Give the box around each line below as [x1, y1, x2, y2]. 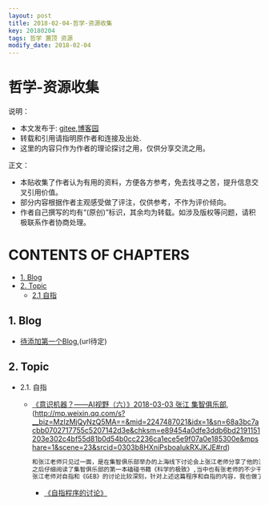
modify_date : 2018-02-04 [8, 42, 91, 50]
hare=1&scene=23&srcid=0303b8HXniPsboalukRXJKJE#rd [31, 442, 228, 452]
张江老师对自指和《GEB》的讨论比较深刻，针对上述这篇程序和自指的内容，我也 [31, 473, 252, 481]
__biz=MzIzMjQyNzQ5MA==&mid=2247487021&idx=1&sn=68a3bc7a [31, 417, 259, 427]
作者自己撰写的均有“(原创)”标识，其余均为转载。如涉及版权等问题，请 [19, 207, 250, 217]
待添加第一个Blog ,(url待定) [19, 336, 107, 346]
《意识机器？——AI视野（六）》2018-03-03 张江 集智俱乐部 [31, 399, 227, 409]
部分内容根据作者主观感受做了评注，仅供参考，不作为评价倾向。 [19, 198, 231, 207]
